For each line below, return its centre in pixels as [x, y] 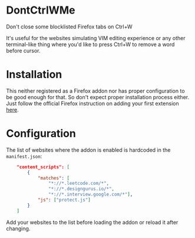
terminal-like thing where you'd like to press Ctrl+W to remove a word [90, 44]
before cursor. [23, 50]
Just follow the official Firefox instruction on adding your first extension [92, 103]
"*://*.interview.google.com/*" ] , [90, 195]
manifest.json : [24, 156]
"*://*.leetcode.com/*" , [79, 184]
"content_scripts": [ [43, 167]
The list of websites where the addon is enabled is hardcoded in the [88, 150]
